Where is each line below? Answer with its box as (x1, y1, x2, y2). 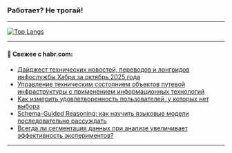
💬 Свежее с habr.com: (7, 50, 73, 58)
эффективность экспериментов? (17, 131, 114, 139)
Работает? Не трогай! (7, 6, 84, 15)
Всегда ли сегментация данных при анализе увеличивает (17, 123, 188, 132)
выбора (17, 102, 40, 110)
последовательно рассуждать (17, 116, 107, 125)
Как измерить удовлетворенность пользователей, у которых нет (17, 94, 209, 103)
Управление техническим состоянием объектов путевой (17, 80, 186, 88)
